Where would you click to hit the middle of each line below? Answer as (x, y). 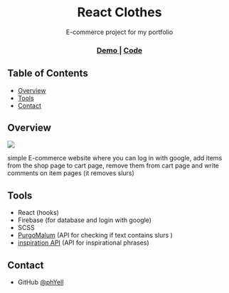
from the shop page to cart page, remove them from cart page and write (113, 166)
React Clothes (119, 12)
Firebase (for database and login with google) (84, 220)
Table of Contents (48, 73)
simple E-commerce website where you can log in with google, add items (115, 158)
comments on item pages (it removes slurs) (71, 173)
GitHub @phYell (41, 282)
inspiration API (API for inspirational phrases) (83, 243)
